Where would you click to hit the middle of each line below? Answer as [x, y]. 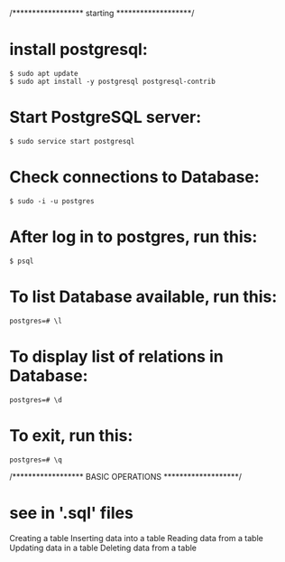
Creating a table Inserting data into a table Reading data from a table [136, 538]
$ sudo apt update [44, 73]
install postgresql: [78, 50]
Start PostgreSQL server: [106, 117]
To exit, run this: [71, 435]
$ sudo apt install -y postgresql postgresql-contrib [113, 81]
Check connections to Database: [134, 178]
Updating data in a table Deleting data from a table [103, 548]
